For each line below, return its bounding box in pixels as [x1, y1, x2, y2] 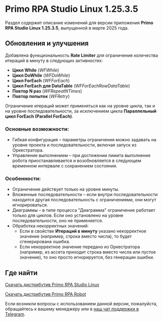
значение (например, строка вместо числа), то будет [19, 233, 132, 239]
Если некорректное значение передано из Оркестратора [19, 244, 140, 250]
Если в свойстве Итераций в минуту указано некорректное [19, 228, 146, 234]
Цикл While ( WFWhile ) [12, 67, 59, 73]
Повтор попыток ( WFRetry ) [12, 93, 70, 99]
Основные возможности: [5, 126, 69, 132]
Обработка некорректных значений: [12, 223, 89, 229]
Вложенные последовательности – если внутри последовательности [12, 192, 158, 197]
